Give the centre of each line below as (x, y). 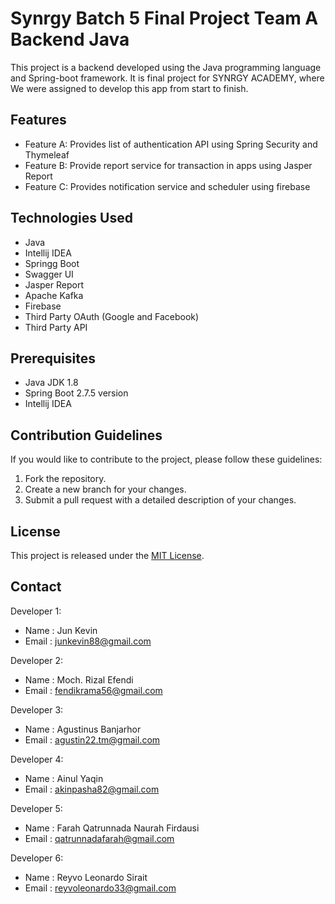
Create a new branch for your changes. (105, 489)
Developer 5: (36, 808)
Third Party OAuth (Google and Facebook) (112, 316)
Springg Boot (52, 263)
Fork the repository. (65, 479)
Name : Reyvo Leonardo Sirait (86, 877)
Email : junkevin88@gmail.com (88, 641)
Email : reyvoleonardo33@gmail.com (100, 888)
